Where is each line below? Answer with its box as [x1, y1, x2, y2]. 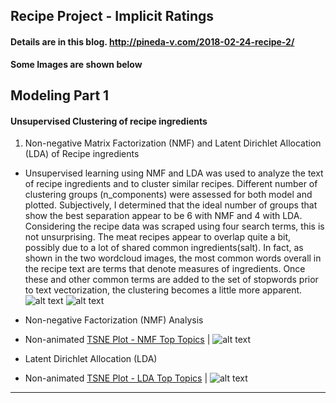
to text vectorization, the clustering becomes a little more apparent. [24, 284, 303, 296]
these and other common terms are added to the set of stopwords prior [24, 274, 319, 286]
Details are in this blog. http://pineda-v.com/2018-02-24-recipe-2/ [10, 35, 295, 48]
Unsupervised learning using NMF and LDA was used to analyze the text [24, 167, 324, 179]
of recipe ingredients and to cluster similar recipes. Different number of [24, 178, 318, 190]
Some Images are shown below [10, 58, 143, 70]
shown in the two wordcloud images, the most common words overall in [24, 252, 322, 264]
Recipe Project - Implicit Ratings [10, 8, 215, 25]
